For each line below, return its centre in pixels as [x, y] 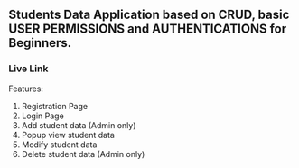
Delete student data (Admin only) [83, 154]
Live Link [28, 69]
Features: [26, 89]
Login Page [42, 116]
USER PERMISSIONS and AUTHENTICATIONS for [147, 29]
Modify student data [59, 145]
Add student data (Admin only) [79, 125]
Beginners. [40, 43]
